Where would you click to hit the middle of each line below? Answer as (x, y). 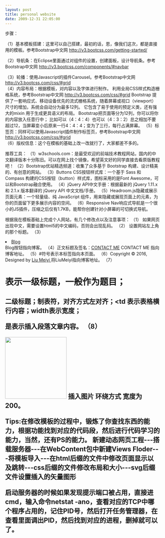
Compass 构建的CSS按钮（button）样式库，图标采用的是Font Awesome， (80, 179)
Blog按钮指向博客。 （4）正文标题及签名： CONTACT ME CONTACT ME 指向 (82, 248)
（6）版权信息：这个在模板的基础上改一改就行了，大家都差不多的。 (73, 143)
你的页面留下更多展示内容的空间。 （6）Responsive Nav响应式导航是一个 (79, 203)
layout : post (18, 10)
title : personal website (30, 14)
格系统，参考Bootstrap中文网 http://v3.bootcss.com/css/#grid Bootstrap (78, 95)
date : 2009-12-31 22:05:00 (33, 19)
